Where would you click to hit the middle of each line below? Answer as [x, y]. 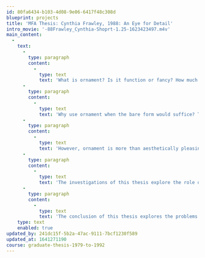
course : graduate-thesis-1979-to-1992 [56, 245]
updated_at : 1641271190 [37, 239]
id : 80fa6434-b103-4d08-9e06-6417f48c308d [61, 12]
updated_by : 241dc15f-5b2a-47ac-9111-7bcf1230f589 [72, 234]
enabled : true [35, 228]
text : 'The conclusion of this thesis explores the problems [118, 217]
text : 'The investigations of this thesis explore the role [117, 183]
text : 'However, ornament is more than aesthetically [109, 148]
